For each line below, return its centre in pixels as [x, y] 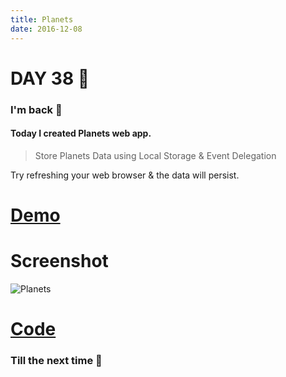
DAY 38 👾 [50, 78]
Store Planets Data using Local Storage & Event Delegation [155, 155]
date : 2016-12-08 [46, 29]
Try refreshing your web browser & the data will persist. [125, 175]
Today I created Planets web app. [81, 133]
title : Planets [42, 19]
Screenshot [59, 261]
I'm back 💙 [36, 109]
